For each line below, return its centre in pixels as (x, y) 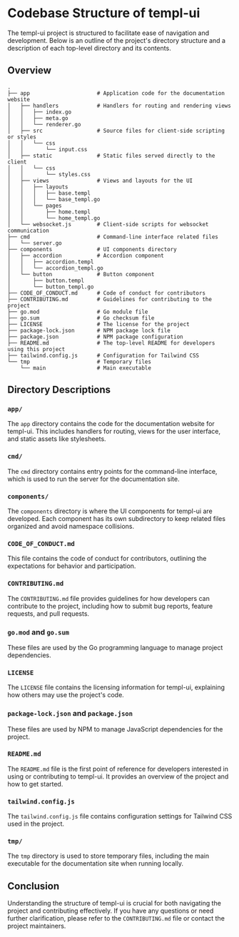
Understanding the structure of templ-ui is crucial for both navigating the (114, 903)
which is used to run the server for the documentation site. (93, 479)
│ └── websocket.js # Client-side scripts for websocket (108, 224)
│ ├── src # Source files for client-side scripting (116, 131)
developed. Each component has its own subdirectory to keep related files (117, 519)
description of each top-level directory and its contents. (89, 48)
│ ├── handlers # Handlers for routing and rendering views (119, 106)
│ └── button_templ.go (51, 287)
